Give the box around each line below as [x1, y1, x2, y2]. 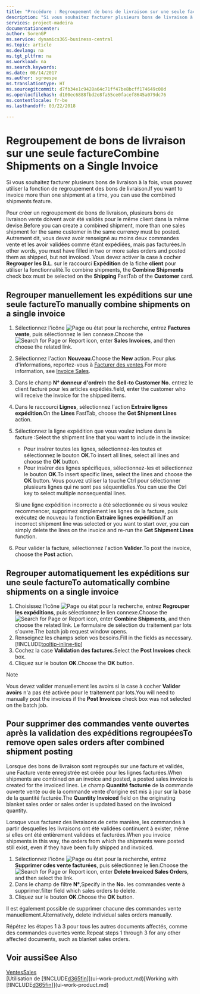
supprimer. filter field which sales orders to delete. [14, 887, 137, 894]
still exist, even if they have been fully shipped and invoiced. [6, 844, 154, 851]
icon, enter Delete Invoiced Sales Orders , [86, 868, 189, 875]
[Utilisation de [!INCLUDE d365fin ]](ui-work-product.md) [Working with [6, 975, 179, 982]
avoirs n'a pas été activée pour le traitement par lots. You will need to [6, 689, 175, 696]
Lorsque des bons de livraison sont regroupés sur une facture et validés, [6, 762, 185, 769]
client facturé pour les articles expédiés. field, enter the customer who [14, 386, 186, 393]
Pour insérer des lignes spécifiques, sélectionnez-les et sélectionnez [23, 464, 193, 471]
